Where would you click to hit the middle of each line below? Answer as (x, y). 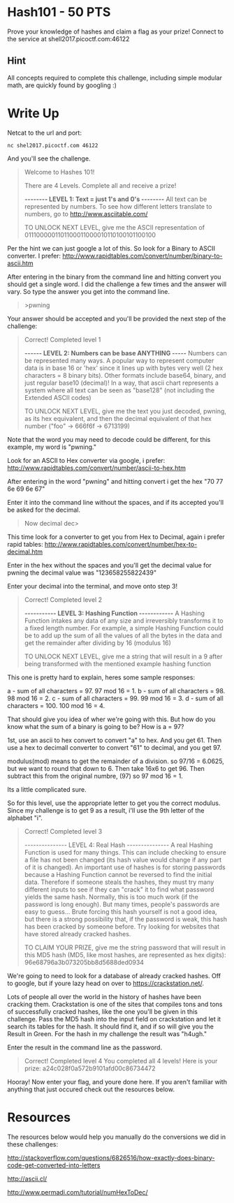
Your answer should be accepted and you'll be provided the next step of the (117, 318)
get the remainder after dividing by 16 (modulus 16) (97, 642)
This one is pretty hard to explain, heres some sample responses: (101, 677)
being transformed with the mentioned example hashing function (118, 663)
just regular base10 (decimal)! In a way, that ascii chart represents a (121, 383)
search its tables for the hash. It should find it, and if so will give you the (111, 1026)
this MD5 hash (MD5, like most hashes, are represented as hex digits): (125, 954)
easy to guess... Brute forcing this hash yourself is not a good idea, (121, 911)
